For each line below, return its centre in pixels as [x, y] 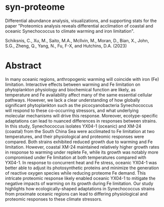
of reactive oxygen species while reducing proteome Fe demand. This [75, 173]
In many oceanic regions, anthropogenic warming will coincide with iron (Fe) [82, 79]
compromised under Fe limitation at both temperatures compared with [76, 157]
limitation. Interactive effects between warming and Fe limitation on [73, 84]
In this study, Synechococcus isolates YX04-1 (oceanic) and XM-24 [73, 126]
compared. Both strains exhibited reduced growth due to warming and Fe [79, 142]
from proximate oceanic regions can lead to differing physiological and [76, 194]
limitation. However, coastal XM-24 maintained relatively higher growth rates [82, 147]
